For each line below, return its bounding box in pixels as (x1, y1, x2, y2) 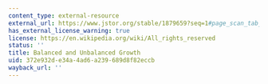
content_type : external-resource (8, 11, 120, 20)
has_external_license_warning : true (8, 26, 130, 34)
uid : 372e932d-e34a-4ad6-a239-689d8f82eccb (8, 57, 156, 65)
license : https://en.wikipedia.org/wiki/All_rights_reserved (8, 34, 216, 42)
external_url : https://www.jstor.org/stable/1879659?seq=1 (8, 19, 209, 27)
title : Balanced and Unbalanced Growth (8, 49, 141, 57)
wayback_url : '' (8, 64, 62, 72)
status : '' (8, 42, 45, 50)
